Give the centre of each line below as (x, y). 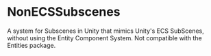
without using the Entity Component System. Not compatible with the (104, 38)
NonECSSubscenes (64, 12)
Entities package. (32, 45)
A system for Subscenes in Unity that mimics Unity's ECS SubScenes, (105, 31)
